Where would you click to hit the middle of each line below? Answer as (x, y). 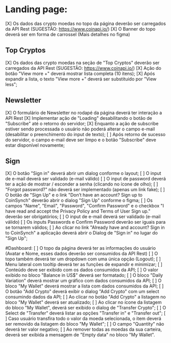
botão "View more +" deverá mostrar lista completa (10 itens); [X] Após (80, 73)
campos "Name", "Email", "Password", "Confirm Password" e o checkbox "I (85, 206)
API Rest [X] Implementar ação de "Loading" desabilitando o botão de (79, 118)
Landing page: (36, 9)
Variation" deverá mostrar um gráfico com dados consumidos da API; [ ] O (83, 281)
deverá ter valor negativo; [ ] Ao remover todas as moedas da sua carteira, (84, 329)
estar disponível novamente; (35, 145)
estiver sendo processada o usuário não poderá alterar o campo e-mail (80, 129)
